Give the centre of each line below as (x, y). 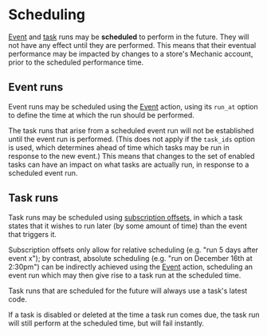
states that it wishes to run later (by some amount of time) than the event (128, 226)
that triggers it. (33, 234)
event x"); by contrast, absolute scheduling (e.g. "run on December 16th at (130, 258)
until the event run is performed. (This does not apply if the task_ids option (132, 139)
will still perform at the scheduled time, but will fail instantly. (106, 323)
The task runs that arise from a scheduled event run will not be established (131, 130)
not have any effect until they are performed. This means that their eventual (132, 45)
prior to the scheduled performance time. (76, 62)
